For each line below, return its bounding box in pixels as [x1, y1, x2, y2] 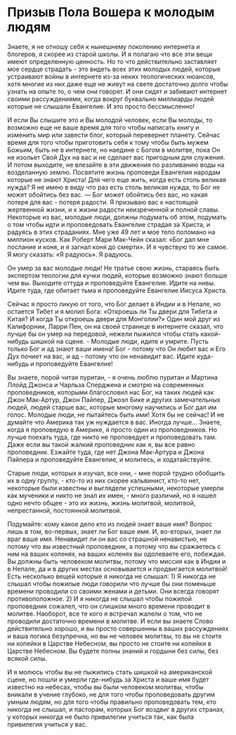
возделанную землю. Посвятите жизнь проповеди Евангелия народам [7, 168, 221, 176]
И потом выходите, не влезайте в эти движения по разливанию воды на [7, 160, 225, 169]
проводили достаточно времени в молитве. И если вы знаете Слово [7, 616, 214, 625]
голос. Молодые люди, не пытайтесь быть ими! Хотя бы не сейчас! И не [7, 410, 225, 419]
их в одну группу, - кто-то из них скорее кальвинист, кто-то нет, [7, 476, 200, 485]
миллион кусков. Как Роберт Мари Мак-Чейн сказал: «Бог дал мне [7, 235, 209, 243]
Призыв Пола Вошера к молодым [7, 4, 215, 20]
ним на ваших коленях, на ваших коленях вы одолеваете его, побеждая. [7, 549, 226, 558]
